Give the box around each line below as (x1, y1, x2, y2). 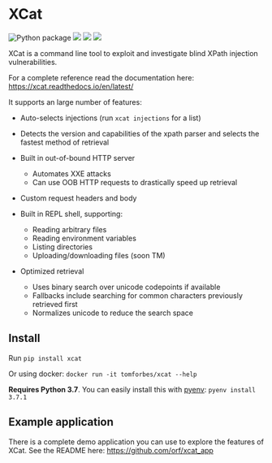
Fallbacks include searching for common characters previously (32, 290, 244, 301)
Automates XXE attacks (32, 168, 111, 179)
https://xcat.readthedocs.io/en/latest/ (8, 81, 134, 91)
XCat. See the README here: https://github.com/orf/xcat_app (8, 445, 214, 455)
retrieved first (32, 299, 79, 309)
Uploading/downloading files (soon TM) (32, 250, 166, 260)
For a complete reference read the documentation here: (8, 72, 195, 82)
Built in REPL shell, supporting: (19, 209, 123, 219)
